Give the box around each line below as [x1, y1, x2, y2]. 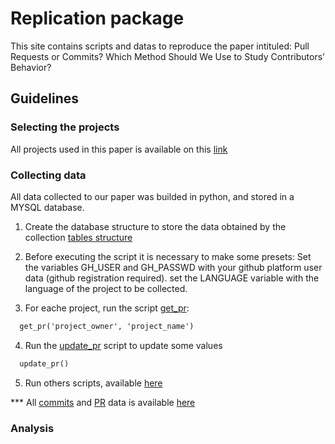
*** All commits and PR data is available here [10, 396, 196, 408]
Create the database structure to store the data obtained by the [24, 220, 287, 232]
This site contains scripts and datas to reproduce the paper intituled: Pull [10, 40, 310, 52]
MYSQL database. [10, 201, 85, 213]
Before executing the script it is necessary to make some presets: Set [24, 250, 312, 262]
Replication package [10, 7, 185, 30]
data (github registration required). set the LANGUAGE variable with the [24, 272, 320, 284]
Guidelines [10, 90, 79, 107]
